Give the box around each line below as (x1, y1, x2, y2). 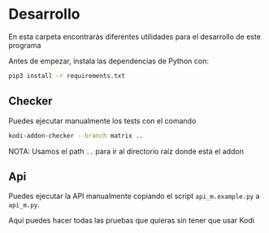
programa (8, 40, 41, 50)
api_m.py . (8, 200, 41, 209)
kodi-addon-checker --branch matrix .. (8, 132, 144, 140)
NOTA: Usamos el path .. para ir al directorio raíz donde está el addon (8, 146, 244, 156)
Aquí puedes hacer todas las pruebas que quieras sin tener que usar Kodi (8, 216, 254, 226)
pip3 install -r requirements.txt (8, 71, 126, 80)
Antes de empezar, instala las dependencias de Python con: (8, 56, 209, 66)
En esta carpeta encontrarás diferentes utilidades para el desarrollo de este (8, 32, 262, 41)
